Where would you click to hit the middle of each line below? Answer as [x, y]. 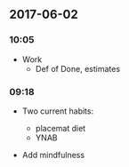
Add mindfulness [53, 155]
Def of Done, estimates [78, 68]
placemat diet [60, 128]
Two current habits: [58, 111]
